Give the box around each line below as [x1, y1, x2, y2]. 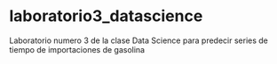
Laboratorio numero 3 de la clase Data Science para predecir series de [9, 35, 269, 46]
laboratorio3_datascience [9, 6, 203, 26]
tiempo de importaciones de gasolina [9, 44, 145, 54]
